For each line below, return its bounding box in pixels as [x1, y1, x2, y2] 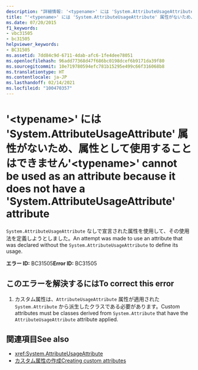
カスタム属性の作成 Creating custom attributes [14, 357, 127, 364]
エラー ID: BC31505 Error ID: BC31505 [6, 260, 97, 267]
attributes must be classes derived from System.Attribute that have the [14, 309, 189, 316]
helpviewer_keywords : [6, 42, 60, 48]
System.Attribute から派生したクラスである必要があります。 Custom [14, 303, 180, 310]
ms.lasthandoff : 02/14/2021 [6, 80, 75, 86]
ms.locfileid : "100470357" [6, 85, 72, 91]
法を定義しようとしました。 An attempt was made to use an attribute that [6, 234, 183, 242]
